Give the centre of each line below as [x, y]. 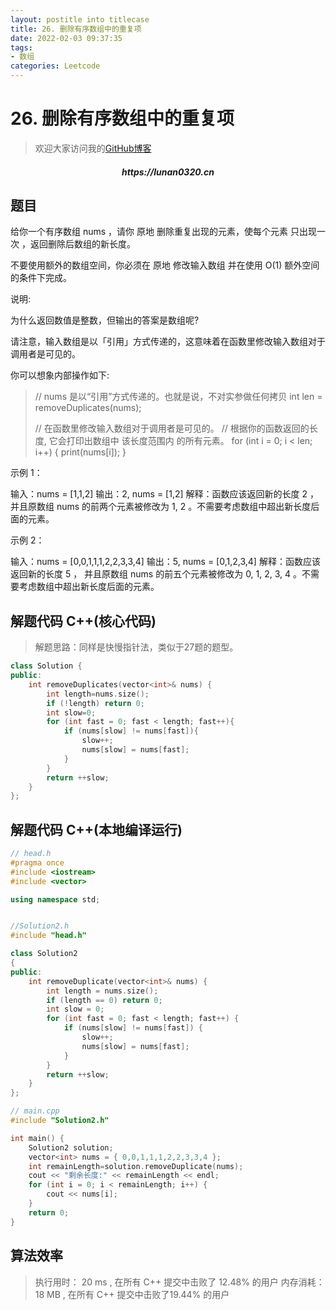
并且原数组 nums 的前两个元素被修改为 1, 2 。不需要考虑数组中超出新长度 [161, 507]
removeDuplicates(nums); [88, 408]
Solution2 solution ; [71, 1147]
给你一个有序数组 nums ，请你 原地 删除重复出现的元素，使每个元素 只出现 [163, 232]
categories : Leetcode [55, 66]
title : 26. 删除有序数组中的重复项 [76, 29]
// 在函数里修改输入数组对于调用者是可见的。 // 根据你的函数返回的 [172, 428]
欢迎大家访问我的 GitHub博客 [93, 148]
